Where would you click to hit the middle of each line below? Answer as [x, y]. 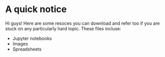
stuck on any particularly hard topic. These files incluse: [63, 28]
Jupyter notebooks [32, 38]
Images [20, 43]
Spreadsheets [27, 49]
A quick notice [36, 9]
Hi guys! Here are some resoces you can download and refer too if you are [82, 23]
